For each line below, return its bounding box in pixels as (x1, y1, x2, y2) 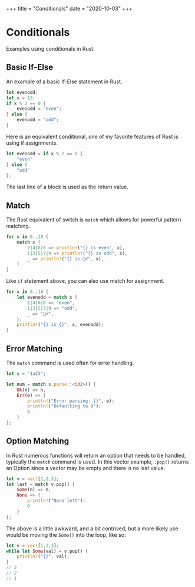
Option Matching (6, 436, 70, 446)
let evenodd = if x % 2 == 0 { (6, 151, 83, 156)
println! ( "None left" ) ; (27, 498, 85, 504)
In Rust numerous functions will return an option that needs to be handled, (6, 452, 187, 459)
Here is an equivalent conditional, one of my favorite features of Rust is (6, 133, 179, 140)
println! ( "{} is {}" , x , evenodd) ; (16, 322, 104, 328)
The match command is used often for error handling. (6, 360, 134, 366)
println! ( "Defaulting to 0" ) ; (27, 403, 101, 409)
